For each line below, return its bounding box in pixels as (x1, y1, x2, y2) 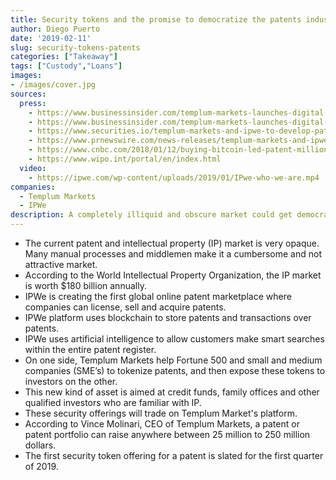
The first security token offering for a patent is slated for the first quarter (24, 450, 324, 461)
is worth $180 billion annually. (24, 280, 147, 291)
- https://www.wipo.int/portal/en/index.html (28, 154, 222, 164)
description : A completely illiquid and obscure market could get (10, 210, 293, 220)
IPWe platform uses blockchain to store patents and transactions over (24, 312, 312, 323)
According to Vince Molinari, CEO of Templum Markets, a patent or (24, 418, 300, 430)
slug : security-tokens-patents (10, 42, 141, 53)
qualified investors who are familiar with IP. (24, 397, 202, 408)
